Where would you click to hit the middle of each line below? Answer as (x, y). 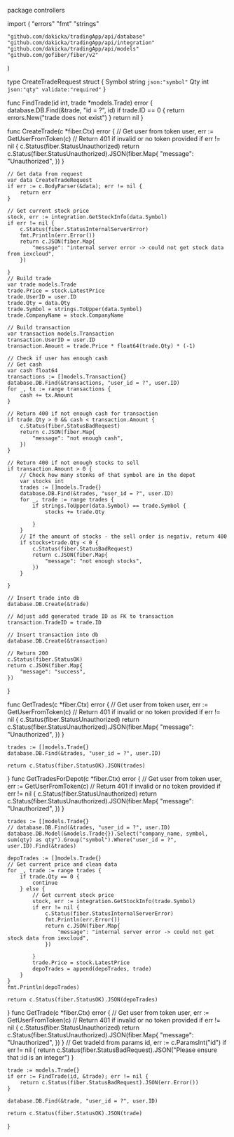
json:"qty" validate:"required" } (57, 89)
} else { (33, 889)
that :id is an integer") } (41, 1057)
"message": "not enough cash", (78, 438)
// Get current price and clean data (62, 865)
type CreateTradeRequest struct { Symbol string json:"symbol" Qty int (108, 81)
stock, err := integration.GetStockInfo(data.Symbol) (88, 217)
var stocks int (42, 481)
